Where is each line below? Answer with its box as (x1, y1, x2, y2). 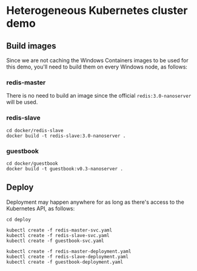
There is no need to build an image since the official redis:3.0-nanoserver (6, 92, 192, 99)
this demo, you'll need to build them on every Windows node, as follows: (6, 63, 188, 70)
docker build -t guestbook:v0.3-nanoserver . (6, 166, 123, 172)
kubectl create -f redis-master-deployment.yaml (6, 248, 132, 255)
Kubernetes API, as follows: (6, 204, 75, 212)
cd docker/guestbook (6, 160, 59, 167)
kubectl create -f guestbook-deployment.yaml (6, 259, 123, 265)
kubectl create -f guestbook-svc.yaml (6, 238, 104, 244)
